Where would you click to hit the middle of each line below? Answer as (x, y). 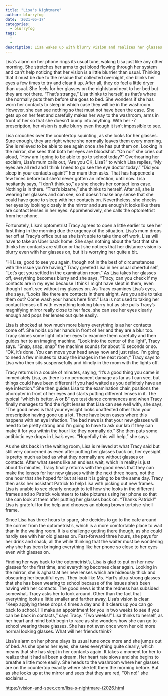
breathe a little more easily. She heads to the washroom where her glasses (82, 662)
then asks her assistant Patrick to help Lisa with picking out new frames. (80, 483)
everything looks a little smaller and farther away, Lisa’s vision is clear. (78, 599)
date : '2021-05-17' (26, 19)
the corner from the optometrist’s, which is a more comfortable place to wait (84, 525)
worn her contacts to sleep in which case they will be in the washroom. (78, 104)
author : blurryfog (24, 15)
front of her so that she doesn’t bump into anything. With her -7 (71, 120)
